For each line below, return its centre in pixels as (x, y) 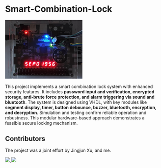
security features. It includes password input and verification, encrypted (80, 92)
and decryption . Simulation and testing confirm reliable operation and (76, 113)
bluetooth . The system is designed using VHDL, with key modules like (76, 102)
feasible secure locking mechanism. (41, 123)
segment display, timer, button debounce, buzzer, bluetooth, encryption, (81, 108)
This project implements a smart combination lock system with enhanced (79, 86)
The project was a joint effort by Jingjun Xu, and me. (58, 150)
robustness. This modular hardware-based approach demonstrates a (75, 118)
